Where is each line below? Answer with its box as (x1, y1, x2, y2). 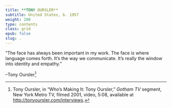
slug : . (5, 36, 22, 41)
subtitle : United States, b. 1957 (5, 12, 79, 17)
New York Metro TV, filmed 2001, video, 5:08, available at (12, 91, 134, 97)
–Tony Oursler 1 (5, 70, 37, 77)
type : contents (5, 21, 38, 27)
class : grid (5, 26, 31, 32)
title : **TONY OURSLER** (5, 7, 58, 13)
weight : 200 (5, 17, 31, 22)
